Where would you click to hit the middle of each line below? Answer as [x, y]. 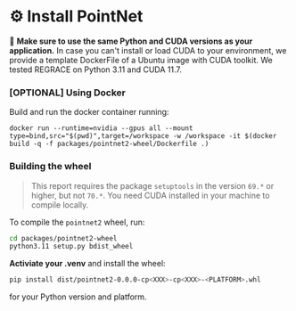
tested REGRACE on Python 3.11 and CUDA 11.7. [96, 70]
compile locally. [60, 205]
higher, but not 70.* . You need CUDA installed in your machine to [150, 195]
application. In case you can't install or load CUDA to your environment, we [148, 50]
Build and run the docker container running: [89, 112]
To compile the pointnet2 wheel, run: [77, 222]
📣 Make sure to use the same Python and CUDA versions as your [131, 41]
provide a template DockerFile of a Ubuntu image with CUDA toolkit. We [141, 60]
